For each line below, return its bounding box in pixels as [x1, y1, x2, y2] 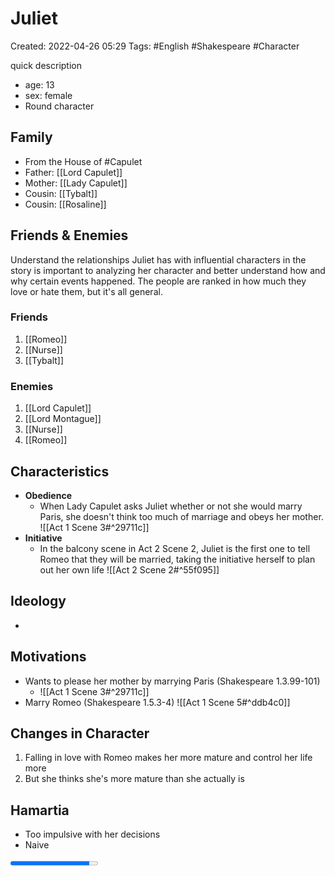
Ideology [10, 593, 67, 610]
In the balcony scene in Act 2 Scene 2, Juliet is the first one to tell [39, 542, 311, 554]
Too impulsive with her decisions [24, 828, 161, 841]
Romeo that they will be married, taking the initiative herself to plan [39, 553, 316, 565]
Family [10, 129, 53, 146]
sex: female [24, 89, 73, 101]
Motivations [10, 648, 87, 666]
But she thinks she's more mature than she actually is [24, 773, 245, 785]
